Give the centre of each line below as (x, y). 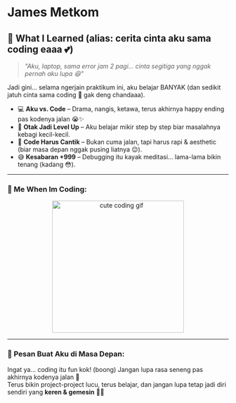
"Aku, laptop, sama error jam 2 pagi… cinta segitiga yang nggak (118, 66)
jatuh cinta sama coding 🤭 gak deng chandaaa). (76, 95)
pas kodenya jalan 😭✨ (51, 119)
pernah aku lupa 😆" (54, 74)
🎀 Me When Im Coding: (47, 189)
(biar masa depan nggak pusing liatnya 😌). (80, 149)
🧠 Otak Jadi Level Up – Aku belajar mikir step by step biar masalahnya (119, 127)
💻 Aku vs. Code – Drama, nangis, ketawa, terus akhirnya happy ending (121, 109)
